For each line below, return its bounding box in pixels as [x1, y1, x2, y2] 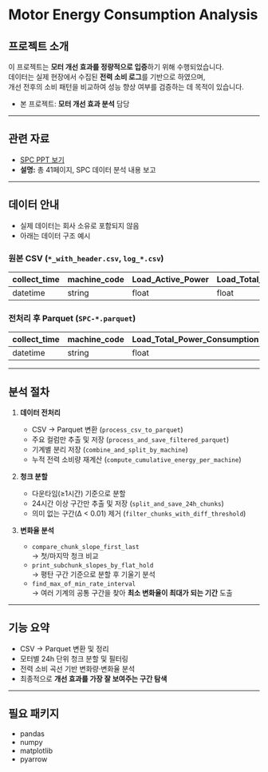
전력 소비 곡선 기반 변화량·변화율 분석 [19, 663, 136, 673]
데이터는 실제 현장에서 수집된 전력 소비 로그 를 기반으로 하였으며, [8, 72, 206, 82]
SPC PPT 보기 [19, 154, 65, 165]
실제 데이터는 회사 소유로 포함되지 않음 [19, 221, 140, 230]
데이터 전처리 [19, 408, 61, 417]
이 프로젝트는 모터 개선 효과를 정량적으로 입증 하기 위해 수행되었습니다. [8, 62, 225, 71]
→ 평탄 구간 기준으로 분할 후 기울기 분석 [31, 570, 156, 579]
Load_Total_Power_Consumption [132, 334, 259, 345]
